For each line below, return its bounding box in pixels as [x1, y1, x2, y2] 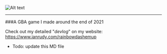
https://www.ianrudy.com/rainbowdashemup [5, 34, 97, 40]
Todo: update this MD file [12, 44, 65, 49]
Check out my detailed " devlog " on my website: [5, 29, 103, 34]
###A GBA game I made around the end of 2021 [5, 19, 104, 25]
